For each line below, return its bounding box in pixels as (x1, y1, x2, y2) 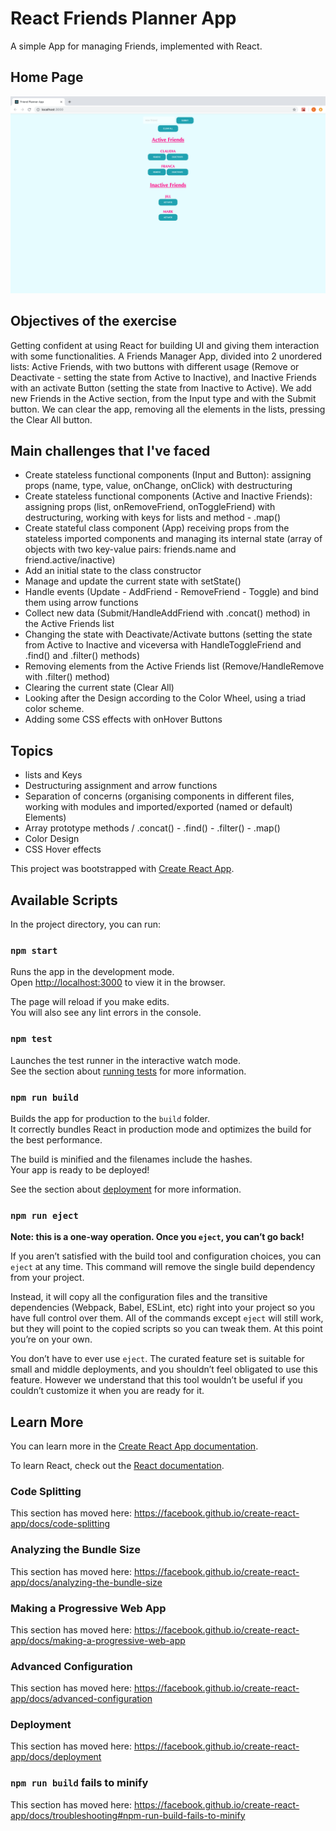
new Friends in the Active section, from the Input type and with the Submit (10, 392, 317, 404)
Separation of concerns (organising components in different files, (24, 790, 295, 802)
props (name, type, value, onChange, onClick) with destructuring (24, 480, 293, 492)
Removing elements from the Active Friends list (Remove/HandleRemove (24, 660, 325, 672)
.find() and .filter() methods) (24, 650, 141, 662)
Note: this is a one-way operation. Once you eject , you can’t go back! (10, 1231, 305, 1243)
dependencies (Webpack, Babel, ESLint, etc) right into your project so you (10, 1302, 316, 1314)
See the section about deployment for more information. (10, 1183, 242, 1195)
